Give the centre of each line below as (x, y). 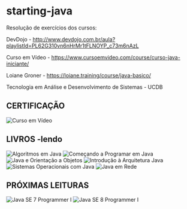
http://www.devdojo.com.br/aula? (74, 39)
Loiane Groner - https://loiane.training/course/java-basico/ (79, 75)
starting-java (40, 11)
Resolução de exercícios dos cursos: (52, 28)
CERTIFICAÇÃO (35, 106)
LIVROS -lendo (34, 139)
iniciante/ (18, 64)
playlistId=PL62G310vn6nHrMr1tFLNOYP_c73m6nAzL (73, 46)
